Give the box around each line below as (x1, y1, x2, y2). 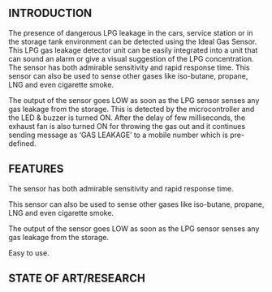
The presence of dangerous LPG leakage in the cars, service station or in (8, 28, 253, 37)
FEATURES (8, 162, 64, 176)
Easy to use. (8, 247, 50, 258)
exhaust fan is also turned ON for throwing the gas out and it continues (8, 121, 246, 131)
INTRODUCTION (8, 6, 93, 20)
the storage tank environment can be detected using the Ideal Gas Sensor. (8, 36, 257, 46)
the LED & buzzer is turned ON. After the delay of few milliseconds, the (8, 113, 246, 122)
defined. (8, 138, 37, 148)
